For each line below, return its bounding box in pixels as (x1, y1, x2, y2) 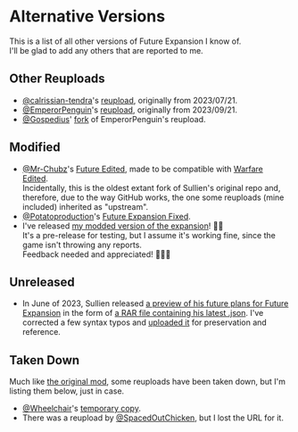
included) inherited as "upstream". (21, 201, 149, 212)
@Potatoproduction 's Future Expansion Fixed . (21, 211, 192, 221)
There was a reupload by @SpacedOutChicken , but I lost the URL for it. (21, 412, 284, 423)
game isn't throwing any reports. (21, 239, 143, 250)
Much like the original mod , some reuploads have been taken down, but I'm (9, 377, 286, 387)
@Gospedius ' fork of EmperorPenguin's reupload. (21, 113, 206, 124)
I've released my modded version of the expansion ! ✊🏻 (21, 220, 224, 231)
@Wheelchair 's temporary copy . (21, 403, 141, 414)
